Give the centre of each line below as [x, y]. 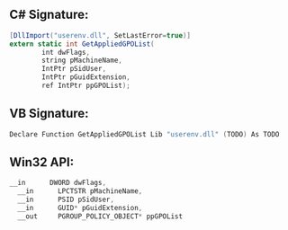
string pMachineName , [82, 61]
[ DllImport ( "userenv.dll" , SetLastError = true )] [100, 35]
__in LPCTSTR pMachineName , [80, 191]
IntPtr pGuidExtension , [86, 77]
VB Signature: [49, 114]
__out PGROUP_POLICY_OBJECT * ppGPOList [100, 216]
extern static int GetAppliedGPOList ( [82, 44]
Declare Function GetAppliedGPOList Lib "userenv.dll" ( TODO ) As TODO [144, 134]
